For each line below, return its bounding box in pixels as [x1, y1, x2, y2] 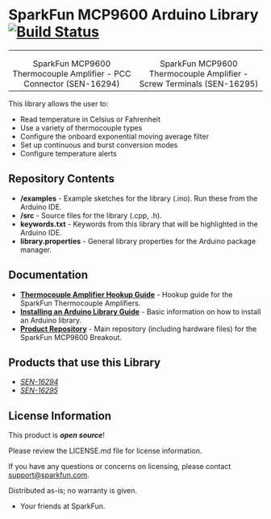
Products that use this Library [8, 355, 161, 369]
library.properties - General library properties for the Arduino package [19, 236, 256, 246]
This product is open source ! [8, 430, 105, 440]
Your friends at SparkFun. [19, 501, 106, 511]
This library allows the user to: [8, 98, 109, 108]
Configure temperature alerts [19, 148, 117, 158]
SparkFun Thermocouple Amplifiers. [19, 298, 141, 308]
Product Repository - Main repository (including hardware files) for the [19, 324, 257, 334]
